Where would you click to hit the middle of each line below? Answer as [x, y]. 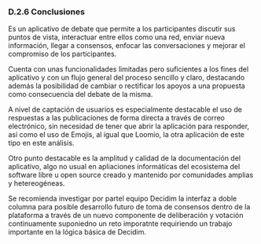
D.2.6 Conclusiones [46, 12]
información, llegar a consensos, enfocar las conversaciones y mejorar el [127, 46]
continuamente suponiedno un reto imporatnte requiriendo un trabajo [120, 224]
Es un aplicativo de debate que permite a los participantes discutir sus [122, 29]
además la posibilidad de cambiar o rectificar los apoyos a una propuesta [127, 86]
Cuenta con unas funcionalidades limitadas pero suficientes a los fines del [129, 69]
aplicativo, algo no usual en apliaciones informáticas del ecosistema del [124, 167]
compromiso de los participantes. [62, 54]
